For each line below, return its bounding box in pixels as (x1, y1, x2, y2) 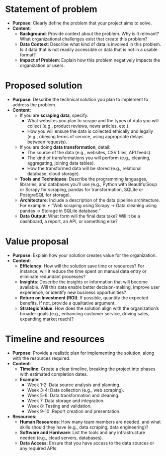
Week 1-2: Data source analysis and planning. (27, 382, 121, 388)
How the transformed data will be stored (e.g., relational (27, 165, 142, 171)
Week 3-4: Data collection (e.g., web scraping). (27, 387, 124, 393)
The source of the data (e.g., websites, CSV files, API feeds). (27, 149, 152, 155)
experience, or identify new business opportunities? (19, 289, 127, 295)
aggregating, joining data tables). (27, 160, 95, 166)
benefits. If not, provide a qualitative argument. (19, 300, 116, 306)
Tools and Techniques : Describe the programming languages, (19, 176, 148, 182)
